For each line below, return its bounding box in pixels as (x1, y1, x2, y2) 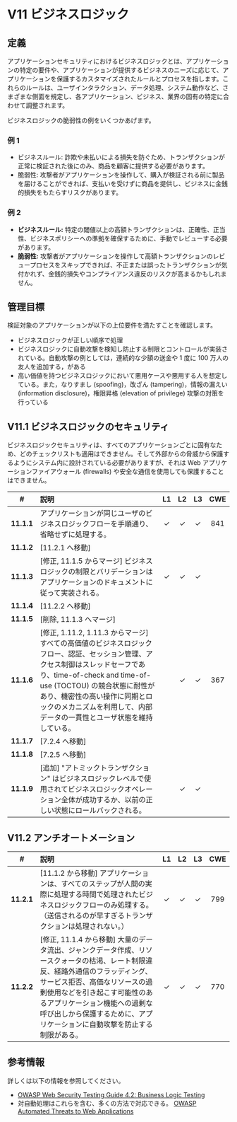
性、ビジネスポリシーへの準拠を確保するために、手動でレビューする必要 (17, 234, 228, 243)
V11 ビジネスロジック (7, 6, 129, 23)
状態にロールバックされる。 (54, 806, 146, 816)
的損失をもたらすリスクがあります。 (17, 188, 123, 197)
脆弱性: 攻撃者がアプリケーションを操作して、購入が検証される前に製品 (17, 170, 225, 179)
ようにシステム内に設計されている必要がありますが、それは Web (13, 458, 201, 467)
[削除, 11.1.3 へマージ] (39, 615, 116, 625)
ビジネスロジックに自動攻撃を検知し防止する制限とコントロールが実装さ (17, 345, 228, 354)
